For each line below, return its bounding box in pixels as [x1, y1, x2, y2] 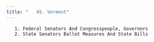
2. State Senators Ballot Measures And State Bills [14, 31, 149, 37]
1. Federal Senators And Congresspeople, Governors [14, 26, 149, 32]
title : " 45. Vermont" [6, 9, 69, 15]
